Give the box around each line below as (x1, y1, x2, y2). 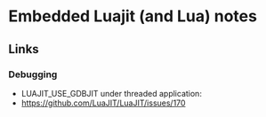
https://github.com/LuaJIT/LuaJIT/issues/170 (20, 97, 186, 108)
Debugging (8, 68, 58, 81)
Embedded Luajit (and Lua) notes (8, 6, 257, 27)
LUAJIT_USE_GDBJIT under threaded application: (20, 88, 202, 98)
